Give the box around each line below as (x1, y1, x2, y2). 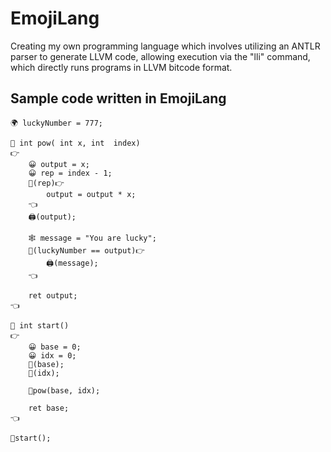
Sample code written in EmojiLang (10, 90, 227, 107)
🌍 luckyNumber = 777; (10, 118, 104, 128)
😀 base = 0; (28, 342, 82, 352)
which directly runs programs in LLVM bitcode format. (10, 61, 233, 73)
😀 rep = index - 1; (28, 168, 113, 178)
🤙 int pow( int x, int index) (10, 138, 141, 148)
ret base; (28, 403, 70, 413)
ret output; (28, 290, 78, 301)
